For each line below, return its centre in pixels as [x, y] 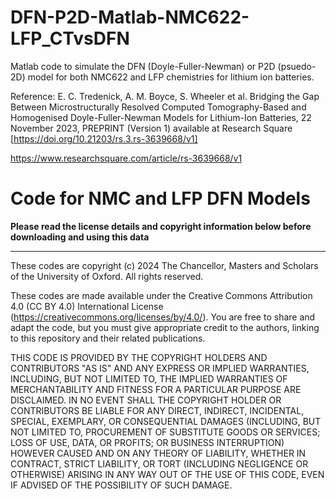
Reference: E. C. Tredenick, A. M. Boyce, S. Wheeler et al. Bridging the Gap [165, 96]
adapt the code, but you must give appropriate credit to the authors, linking [165, 327]
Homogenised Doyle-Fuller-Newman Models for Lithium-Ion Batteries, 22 [161, 117]
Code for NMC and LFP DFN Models [160, 198]
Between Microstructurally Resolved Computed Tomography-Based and [158, 107]
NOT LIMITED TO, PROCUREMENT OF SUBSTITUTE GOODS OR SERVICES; [165, 432]
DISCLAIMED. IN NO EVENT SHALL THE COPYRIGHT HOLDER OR [146, 400]
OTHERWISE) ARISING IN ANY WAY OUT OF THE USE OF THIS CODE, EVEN [167, 474]
